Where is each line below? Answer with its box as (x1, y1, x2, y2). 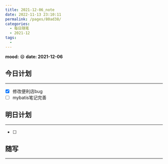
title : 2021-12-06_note (5, 7, 55, 12)
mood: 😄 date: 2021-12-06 (5, 53, 63, 59)
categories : (5, 21, 30, 26)
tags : (5, 35, 16, 40)
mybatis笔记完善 (12, 94, 46, 100)
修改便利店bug (12, 88, 43, 94)
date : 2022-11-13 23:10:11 (5, 12, 61, 17)
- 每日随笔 (9, 26, 29, 31)
